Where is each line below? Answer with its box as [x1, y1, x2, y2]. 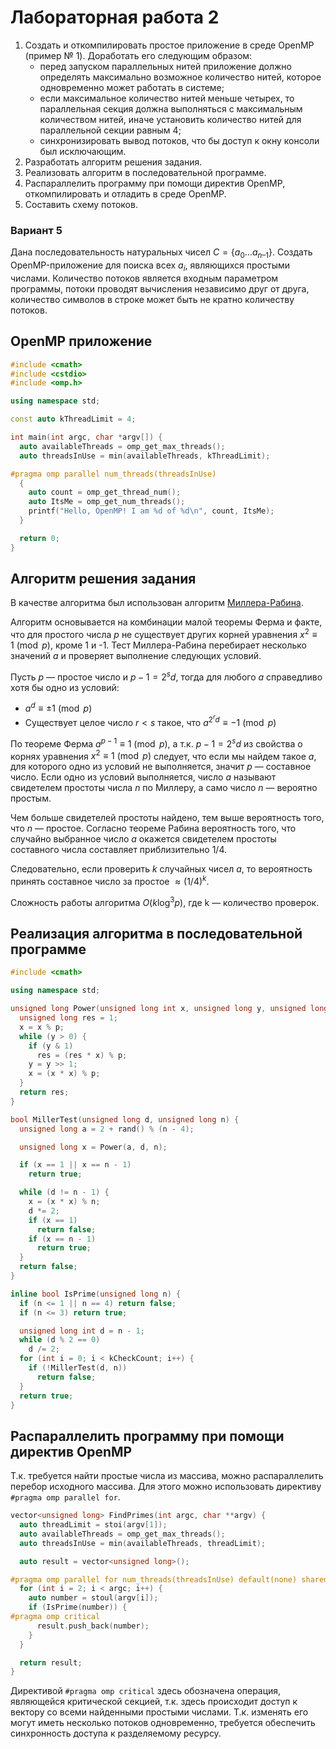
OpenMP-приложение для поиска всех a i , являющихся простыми [10, 259, 291, 273]
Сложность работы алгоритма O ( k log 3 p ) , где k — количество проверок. [10, 894, 320, 908]
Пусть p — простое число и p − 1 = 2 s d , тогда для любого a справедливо [10, 669, 323, 683]
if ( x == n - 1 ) [28, 1234, 97, 1244]
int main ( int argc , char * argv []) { [10, 432, 163, 443]
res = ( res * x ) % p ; [36, 1050, 128, 1060]
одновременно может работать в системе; [39, 81, 225, 93]
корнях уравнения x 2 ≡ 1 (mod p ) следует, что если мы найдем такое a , [10, 748, 317, 762]
